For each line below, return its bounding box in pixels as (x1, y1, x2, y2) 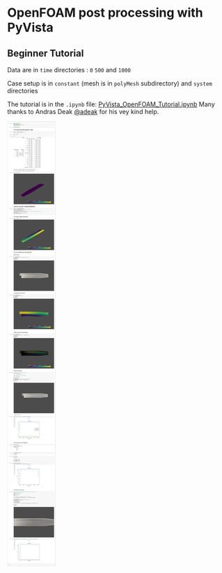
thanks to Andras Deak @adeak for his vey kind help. (7, 108, 159, 115)
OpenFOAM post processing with (7, 5, 203, 21)
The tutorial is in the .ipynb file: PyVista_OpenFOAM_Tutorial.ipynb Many (7, 100, 216, 108)
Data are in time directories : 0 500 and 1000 (7, 66, 131, 74)
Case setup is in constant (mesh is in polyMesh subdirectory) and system (7, 79, 212, 88)
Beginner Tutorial (7, 47, 84, 59)
